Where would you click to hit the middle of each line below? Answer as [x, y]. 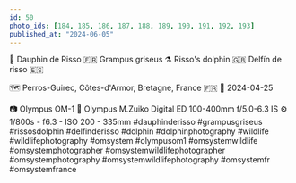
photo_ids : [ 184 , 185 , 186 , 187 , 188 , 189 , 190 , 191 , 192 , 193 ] [132, 26]
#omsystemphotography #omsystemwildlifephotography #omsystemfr [140, 160]
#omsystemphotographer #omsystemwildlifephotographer [118, 150]
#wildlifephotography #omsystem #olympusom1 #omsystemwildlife [134, 141]
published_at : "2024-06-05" [62, 34]
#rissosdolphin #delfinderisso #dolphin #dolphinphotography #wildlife [139, 131]
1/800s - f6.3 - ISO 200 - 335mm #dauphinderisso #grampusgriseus [136, 122]
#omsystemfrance [43, 170]
